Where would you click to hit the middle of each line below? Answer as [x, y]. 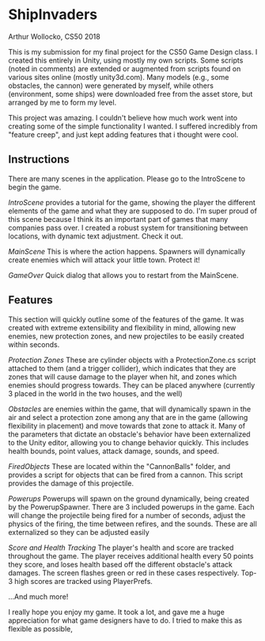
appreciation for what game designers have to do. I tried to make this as [125, 620]
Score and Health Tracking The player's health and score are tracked [121, 548]
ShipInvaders [53, 15]
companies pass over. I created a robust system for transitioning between [128, 227]
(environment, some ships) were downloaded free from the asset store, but [131, 93]
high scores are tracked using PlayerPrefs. [83, 581]
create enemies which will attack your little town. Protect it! [104, 260]
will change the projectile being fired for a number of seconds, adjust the [127, 515]
